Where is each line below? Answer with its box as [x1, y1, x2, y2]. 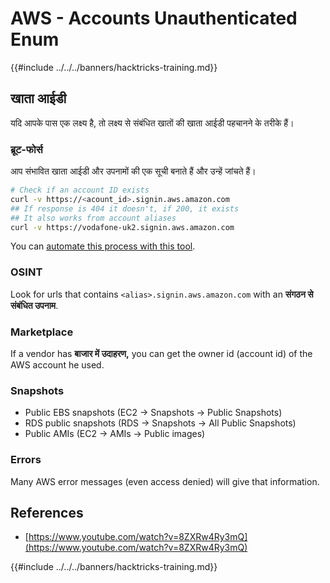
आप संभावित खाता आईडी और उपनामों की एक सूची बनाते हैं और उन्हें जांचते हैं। [10, 165, 257, 177]
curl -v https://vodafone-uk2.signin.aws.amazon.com [10, 222, 235, 232]
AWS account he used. [10, 359, 105, 371]
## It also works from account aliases [10, 213, 177, 223]
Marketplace [10, 325, 74, 339]
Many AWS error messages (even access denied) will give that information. [10, 475, 320, 487]
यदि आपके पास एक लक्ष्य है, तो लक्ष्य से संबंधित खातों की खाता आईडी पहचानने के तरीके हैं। [10, 117, 295, 129]
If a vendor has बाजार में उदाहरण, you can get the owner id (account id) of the [10, 348, 313, 360]
